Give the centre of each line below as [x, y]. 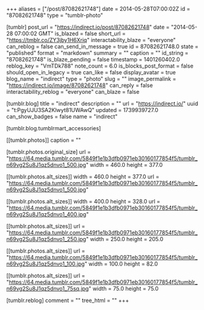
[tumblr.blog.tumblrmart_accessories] [54, 128]
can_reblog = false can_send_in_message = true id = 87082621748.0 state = [102, 46]
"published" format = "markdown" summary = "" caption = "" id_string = [97, 53]
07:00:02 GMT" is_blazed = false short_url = [70, 33]
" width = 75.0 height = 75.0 [123, 288]
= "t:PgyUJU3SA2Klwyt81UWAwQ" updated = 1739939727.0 [82, 110]
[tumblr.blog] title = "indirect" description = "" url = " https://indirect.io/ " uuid [102, 104]
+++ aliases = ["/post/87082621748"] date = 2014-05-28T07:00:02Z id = [98, 9]
